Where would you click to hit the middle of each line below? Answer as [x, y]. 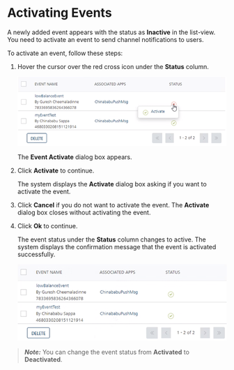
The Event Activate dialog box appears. [75, 157]
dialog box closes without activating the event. [84, 212]
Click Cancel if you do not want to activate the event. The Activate [113, 205]
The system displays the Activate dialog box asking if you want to [112, 184]
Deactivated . [43, 360]
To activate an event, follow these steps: [65, 53]
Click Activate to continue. [56, 170]
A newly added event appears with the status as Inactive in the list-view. [111, 32]
